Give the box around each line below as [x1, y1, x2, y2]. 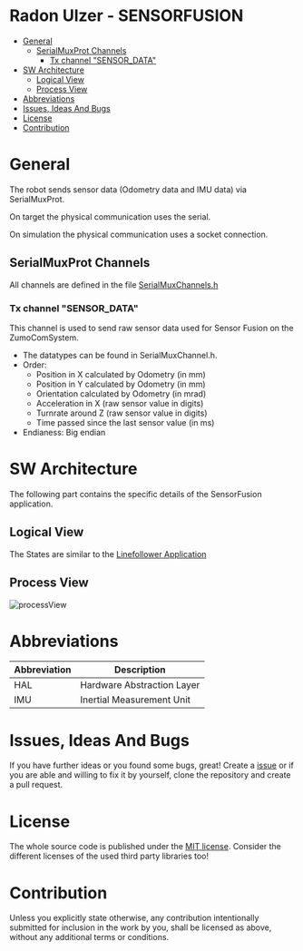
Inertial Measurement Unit [80, 693, 191, 706]
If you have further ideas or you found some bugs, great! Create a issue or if [9, 760, 295, 771]
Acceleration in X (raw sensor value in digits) [35, 397, 204, 408]
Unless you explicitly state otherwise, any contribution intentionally [9, 913, 259, 924]
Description [113, 663, 166, 676]
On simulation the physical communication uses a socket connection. [9, 229, 269, 240]
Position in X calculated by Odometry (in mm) [35, 368, 206, 379]
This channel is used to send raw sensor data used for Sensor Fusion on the [9, 322, 294, 333]
